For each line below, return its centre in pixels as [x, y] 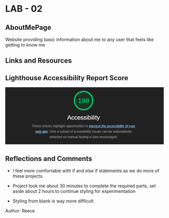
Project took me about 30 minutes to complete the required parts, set [84, 186]
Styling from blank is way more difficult [53, 201]
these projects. [28, 176]
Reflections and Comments [49, 159]
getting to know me [25, 45]
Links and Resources [38, 61]
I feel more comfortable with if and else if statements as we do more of [86, 171]
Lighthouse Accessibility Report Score [67, 78]
